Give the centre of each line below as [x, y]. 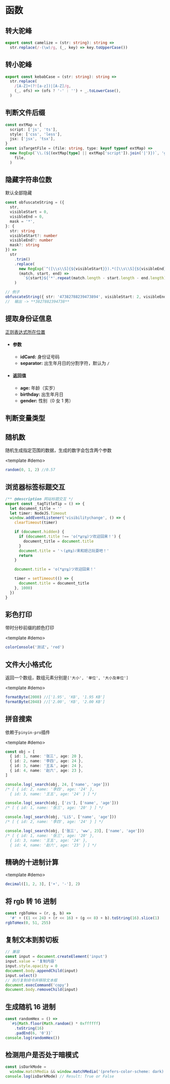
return [26, 555]
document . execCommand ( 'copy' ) [37, 985]
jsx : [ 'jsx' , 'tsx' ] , [33, 139]
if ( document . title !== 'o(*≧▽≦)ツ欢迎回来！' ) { [70, 537]
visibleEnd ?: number [31, 240]
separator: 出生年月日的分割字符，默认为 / [65, 363]
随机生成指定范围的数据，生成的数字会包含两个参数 [58, 450]
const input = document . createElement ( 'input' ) [56, 957]
